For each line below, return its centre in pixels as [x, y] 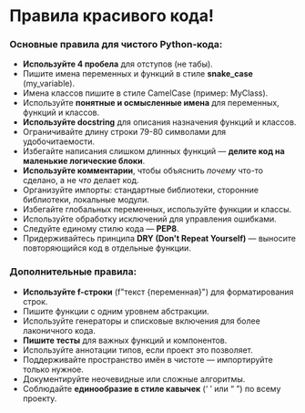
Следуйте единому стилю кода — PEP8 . [101, 229]
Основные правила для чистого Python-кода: [116, 45]
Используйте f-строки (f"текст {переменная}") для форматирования [158, 292]
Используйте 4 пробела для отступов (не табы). [118, 64]
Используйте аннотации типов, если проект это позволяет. [137, 350]
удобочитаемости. [59, 141]
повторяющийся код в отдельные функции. [107, 248]
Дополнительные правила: [73, 272]
